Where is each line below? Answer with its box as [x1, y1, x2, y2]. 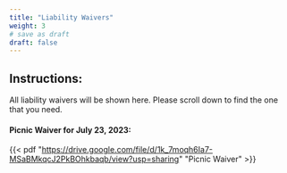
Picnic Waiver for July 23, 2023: [9, 124, 131, 135]
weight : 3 [9, 21, 46, 30]
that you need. [9, 104, 63, 115]
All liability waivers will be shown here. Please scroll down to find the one [9, 95, 279, 105]
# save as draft [9, 29, 70, 38]
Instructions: [9, 70, 83, 86]
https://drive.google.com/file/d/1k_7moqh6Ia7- [41, 144, 213, 155]
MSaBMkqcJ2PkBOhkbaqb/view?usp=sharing [9, 153, 180, 165]
